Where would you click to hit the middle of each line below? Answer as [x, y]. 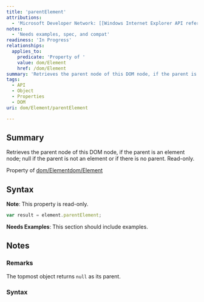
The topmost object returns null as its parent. [64, 276]
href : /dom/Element [42, 68]
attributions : [24, 18]
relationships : [25, 46]
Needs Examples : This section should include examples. [77, 227]
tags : [13, 79]
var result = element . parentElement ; [54, 215]
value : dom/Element [42, 62]
